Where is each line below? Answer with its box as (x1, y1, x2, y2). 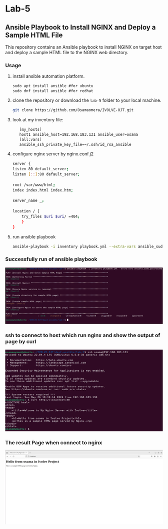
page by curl (5, 338, 36, 345)
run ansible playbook (12, 233, 56, 239)
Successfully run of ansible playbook (5, 256, 97, 263)
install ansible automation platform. (12, 73, 85, 79)
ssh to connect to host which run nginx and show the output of (5, 332, 160, 339)
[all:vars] (19, 137, 42, 142)
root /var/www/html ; (12, 182, 55, 187)
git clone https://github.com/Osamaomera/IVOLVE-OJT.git (12, 108, 134, 113)
